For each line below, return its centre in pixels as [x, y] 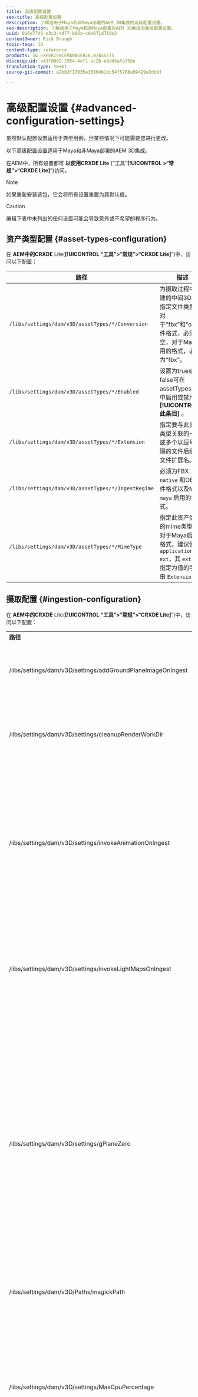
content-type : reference [37, 50]
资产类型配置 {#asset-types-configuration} [87, 239]
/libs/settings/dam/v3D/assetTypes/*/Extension [77, 442]
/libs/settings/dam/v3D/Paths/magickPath [67, 1291]
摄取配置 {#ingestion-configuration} [74, 599]
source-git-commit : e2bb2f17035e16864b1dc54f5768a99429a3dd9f [84, 72]
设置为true [174, 371]
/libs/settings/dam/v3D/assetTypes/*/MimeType [76, 547]
